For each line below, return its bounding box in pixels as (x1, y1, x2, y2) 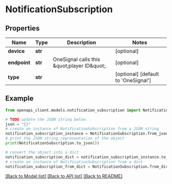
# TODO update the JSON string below (5, 117, 86, 122)
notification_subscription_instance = (5, 131, 88, 136)
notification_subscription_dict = (5, 154, 79, 160)
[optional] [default (115, 70, 159, 77)
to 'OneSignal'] (115, 77, 152, 84)
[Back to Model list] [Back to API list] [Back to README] (5, 173, 123, 179)
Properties (5, 24, 40, 33)
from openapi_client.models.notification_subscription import (5, 108, 141, 113)
